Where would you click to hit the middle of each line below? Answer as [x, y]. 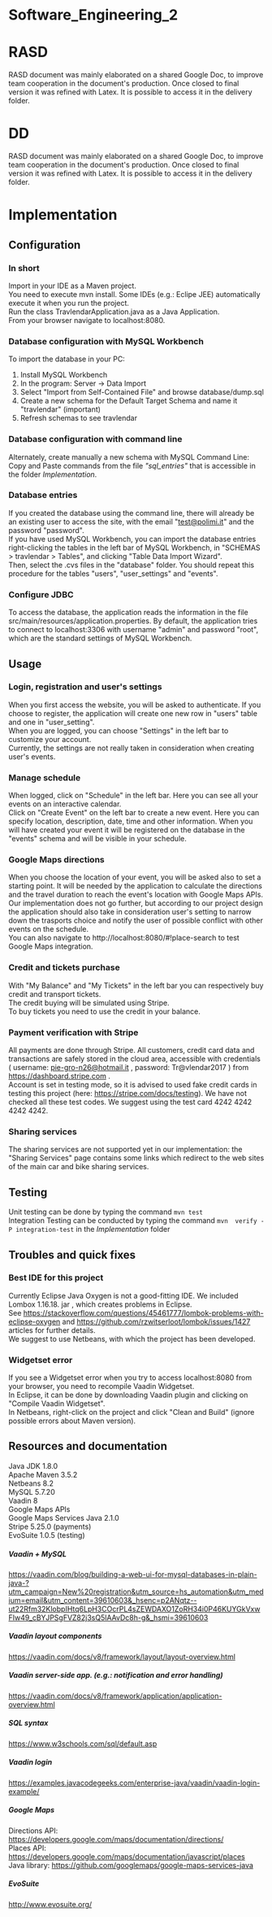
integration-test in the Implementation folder [93, 1229]
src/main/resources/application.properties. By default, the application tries [133, 621]
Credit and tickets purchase [64, 967]
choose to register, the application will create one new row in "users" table [133, 713]
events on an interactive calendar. [65, 804]
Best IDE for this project [56, 1277]
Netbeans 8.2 [31, 1483]
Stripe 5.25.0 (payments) [50, 1526]
